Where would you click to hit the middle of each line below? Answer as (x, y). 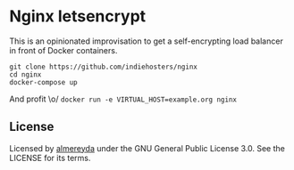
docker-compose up (43, 82)
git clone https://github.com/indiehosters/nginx (104, 67)
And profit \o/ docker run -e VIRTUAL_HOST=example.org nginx (123, 99)
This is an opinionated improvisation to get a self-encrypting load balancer (146, 41)
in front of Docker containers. (63, 50)
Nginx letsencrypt (78, 16)
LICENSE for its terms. (50, 158)
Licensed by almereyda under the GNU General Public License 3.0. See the (147, 148)
